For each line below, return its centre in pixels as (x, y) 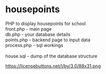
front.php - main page (29, 29)
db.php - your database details (38, 34)
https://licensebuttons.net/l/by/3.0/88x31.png (53, 66)
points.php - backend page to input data (48, 40)
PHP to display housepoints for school (46, 23)
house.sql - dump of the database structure (51, 56)
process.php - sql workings (34, 45)
